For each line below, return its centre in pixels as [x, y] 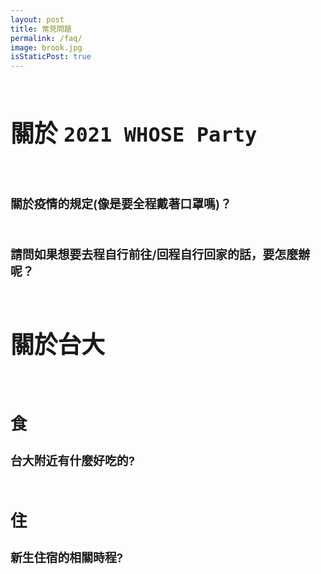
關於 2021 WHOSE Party [134, 132]
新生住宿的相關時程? [67, 558]
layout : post [37, 19]
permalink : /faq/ [46, 38]
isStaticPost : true [51, 57]
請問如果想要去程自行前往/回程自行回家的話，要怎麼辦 [160, 255]
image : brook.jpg [46, 47]
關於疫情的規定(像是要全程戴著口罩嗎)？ [121, 204]
